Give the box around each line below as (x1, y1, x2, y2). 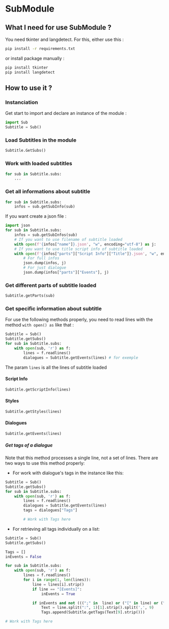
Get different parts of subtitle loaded (5, 282, 97, 289)
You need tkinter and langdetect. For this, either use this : (5, 36, 124, 42)
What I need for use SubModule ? (5, 23, 112, 32)
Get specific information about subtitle (5, 305, 102, 312)
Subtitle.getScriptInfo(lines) (5, 387, 71, 392)
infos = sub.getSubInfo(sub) (14, 204, 75, 209)
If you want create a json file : (5, 213, 67, 219)
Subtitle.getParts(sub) (5, 293, 55, 298)
